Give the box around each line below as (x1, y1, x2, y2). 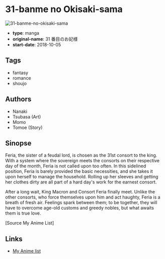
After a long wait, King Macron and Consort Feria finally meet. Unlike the (5, 189, 155, 195)
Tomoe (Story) (12, 124, 43, 131)
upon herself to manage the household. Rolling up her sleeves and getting (5, 174, 158, 180)
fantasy (12, 70, 29, 76)
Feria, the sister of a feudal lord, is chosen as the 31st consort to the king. (5, 152, 157, 158)
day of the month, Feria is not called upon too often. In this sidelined (5, 163, 146, 169)
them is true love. (5, 210, 41, 216)
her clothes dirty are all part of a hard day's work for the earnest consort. (5, 179, 157, 185)
